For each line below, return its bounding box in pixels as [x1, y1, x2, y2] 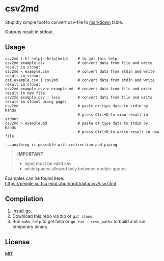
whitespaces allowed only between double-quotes [24, 165, 127, 171]
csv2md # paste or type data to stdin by [5, 103, 148, 108]
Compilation [5, 195, 43, 203]
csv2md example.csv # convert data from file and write [5, 60, 153, 65]
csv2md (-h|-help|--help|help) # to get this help [5, 56, 118, 61]
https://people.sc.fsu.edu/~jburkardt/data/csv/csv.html [5, 180, 116, 186]
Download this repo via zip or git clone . [12, 213, 94, 219]
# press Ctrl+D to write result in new [78, 129, 160, 134]
